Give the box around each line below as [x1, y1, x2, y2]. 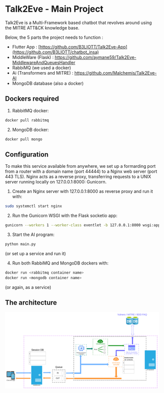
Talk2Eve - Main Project [5, 3, 103, 15]
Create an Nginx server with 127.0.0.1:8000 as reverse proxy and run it [12, 188, 153, 194]
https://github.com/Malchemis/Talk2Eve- [74, 70, 157, 76]
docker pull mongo [5, 136, 42, 142]
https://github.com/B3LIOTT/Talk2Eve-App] [40, 44, 128, 50]
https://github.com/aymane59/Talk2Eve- [54, 54, 137, 60]
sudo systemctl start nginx [5, 204, 62, 209]
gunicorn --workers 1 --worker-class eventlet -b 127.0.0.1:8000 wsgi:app [5, 223, 161, 228]
